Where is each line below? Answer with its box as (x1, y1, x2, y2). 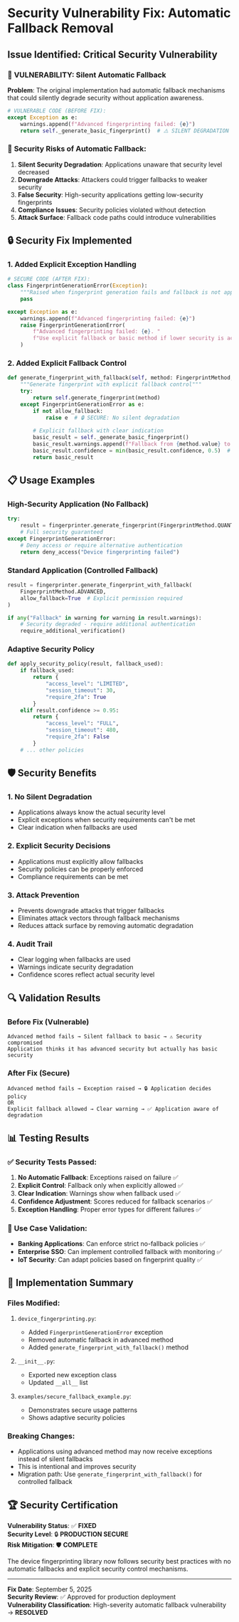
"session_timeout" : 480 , (45, 727, 119, 734)
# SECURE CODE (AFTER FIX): (7, 275, 91, 283)
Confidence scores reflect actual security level (17, 970, 155, 979)
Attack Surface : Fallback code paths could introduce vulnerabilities (17, 213, 216, 221)
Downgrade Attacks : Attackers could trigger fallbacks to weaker (17, 175, 208, 184)
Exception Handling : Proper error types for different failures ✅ (17, 1205, 201, 1213)
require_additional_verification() (20, 628, 126, 635)
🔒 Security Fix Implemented (7, 235, 132, 247)
